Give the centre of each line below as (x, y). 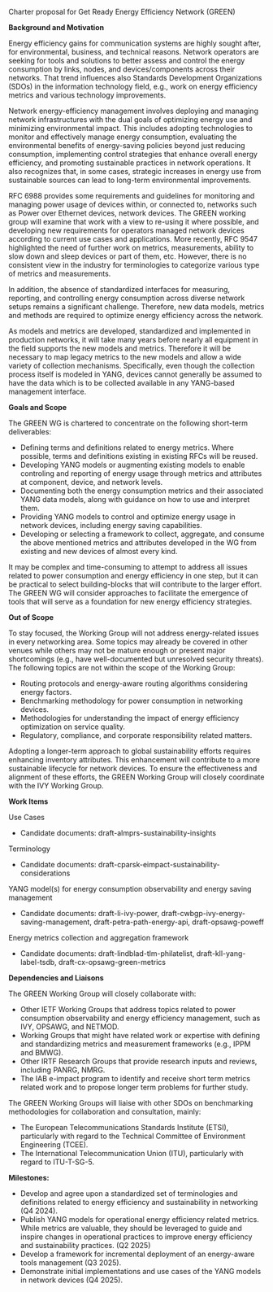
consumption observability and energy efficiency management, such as (140, 1018)
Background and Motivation (56, 27)
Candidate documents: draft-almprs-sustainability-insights (118, 833)
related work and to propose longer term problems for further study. (134, 1087)
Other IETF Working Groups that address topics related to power (128, 1009)
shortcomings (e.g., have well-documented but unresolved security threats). (136, 659)
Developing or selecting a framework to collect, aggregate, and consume (142, 534)
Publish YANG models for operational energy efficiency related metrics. (140, 1219)
